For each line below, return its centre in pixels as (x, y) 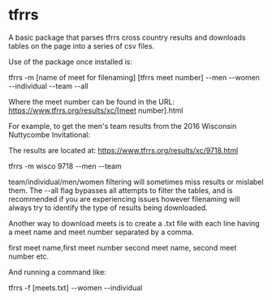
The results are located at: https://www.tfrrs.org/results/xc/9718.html (123, 150)
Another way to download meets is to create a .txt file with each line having (134, 223)
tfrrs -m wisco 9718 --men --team (65, 166)
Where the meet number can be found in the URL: (92, 101)
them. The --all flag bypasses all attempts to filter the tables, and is (121, 190)
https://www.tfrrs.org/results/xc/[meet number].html (96, 110)
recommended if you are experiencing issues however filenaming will (124, 199)
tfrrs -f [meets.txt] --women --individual (76, 287)
